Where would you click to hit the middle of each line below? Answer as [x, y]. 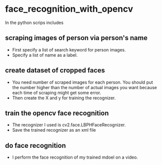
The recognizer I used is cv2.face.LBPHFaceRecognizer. [69, 125]
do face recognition [35, 145]
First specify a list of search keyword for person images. [69, 49]
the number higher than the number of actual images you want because [84, 87]
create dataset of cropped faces [55, 70]
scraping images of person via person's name [76, 38]
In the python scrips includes [34, 23]
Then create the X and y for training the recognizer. [64, 98]
